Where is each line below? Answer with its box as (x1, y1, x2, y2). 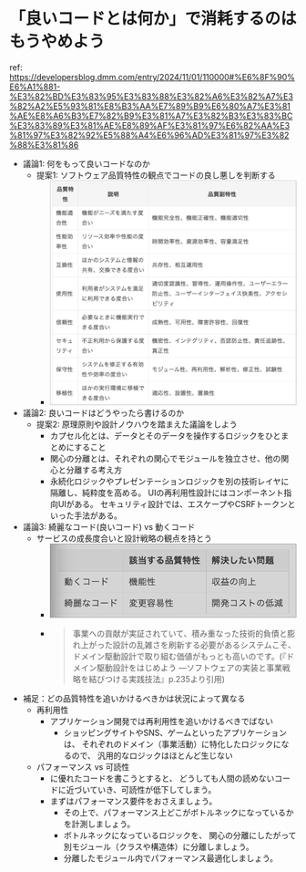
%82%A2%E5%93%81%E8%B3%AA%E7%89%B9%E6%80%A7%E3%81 (9, 100, 291, 111)
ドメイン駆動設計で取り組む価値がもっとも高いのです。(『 (72, 650, 287, 661)
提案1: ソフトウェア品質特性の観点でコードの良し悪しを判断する (36, 170, 276, 181)
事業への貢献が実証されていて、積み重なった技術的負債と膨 (72, 628, 296, 638)
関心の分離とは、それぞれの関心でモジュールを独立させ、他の (49, 452, 281, 463)
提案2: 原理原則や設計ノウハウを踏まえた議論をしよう (36, 419, 239, 430)
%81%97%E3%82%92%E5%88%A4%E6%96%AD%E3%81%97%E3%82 (9, 130, 290, 140)
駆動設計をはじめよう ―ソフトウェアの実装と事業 (97, 662, 283, 673)
